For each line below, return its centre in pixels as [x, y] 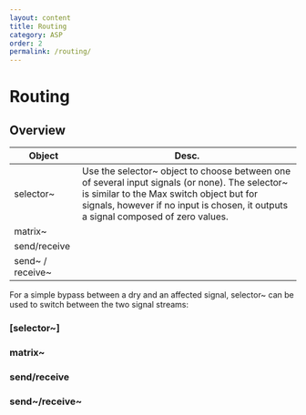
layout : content [40, 18]
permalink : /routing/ [51, 52]
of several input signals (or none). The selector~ [185, 183]
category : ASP [36, 35]
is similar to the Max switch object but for [169, 194]
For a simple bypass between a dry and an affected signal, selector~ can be [152, 295]
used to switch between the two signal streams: [99, 305]
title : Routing [38, 26]
